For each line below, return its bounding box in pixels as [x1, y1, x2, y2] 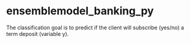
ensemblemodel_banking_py [6, 4, 155, 18]
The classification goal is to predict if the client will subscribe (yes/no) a [6, 24, 185, 31]
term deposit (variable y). [6, 30, 69, 37]
